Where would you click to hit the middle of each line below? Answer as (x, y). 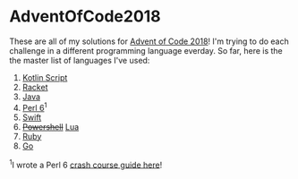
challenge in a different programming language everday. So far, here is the (146, 50)
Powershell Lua (51, 126)
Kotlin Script (45, 77)
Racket (35, 87)
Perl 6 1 (34, 107)
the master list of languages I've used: (80, 60)
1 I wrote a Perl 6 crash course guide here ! (86, 164)
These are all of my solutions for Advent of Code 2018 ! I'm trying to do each (149, 41)
